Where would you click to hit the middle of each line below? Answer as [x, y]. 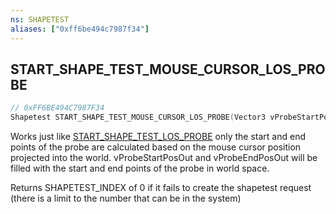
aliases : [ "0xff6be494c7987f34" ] [80, 29]
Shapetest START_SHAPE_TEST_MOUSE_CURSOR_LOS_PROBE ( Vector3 [138, 117]
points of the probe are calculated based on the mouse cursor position [156, 147]
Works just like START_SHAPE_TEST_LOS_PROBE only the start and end [158, 137]
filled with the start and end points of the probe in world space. [140, 168]
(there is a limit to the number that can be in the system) [126, 198]
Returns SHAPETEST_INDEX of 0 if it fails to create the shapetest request [161, 188]
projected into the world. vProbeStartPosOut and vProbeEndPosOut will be [164, 158]
